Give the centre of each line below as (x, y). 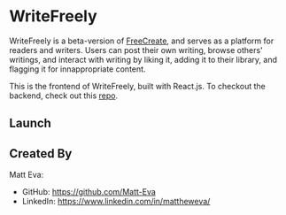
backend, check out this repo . (63, 96)
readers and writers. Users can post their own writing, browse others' (136, 50)
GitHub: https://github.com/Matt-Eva (89, 192)
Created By (41, 154)
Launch (30, 123)
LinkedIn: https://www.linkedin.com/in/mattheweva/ (116, 202)
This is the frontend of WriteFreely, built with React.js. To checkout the (137, 86)
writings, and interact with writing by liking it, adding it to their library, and (143, 59)
